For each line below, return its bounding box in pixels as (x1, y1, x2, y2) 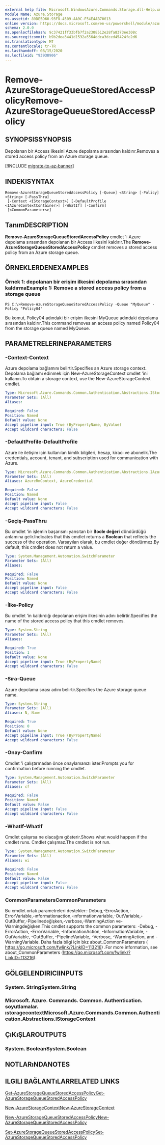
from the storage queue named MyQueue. (5, 325, 90, 331)
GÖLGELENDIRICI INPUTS (5, 969, 83, 977)
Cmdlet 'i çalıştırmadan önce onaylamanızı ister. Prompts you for (5, 760, 134, 766)
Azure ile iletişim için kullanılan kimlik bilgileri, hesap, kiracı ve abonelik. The (5, 449, 157, 455)
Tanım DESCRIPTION (5, 221, 69, 229)
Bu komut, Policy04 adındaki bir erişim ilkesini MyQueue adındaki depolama (5, 315, 158, 321)
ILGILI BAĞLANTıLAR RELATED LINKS (5, 1077, 120, 1086)
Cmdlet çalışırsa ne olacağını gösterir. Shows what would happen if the (5, 834, 147, 840)
